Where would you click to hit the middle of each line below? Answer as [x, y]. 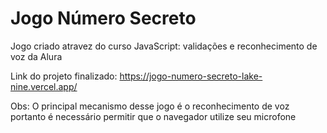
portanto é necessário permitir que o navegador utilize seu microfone [153, 116]
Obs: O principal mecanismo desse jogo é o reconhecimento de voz [150, 106]
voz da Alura [36, 56]
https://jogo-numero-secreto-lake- [191, 76]
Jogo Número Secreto [103, 18]
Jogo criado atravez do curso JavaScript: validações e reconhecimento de [164, 46]
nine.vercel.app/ [44, 86]
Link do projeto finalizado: [64, 76]
